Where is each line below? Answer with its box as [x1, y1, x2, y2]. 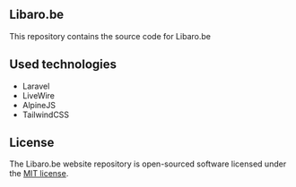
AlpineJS [22, 99, 57, 110]
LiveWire [22, 89, 56, 101]
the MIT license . [9, 168, 69, 179]
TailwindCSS [22, 109, 70, 120]
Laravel [22, 81, 50, 91]
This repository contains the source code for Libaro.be [9, 30, 211, 41]
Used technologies [9, 57, 118, 72]
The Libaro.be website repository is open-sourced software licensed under [9, 158, 287, 169]
